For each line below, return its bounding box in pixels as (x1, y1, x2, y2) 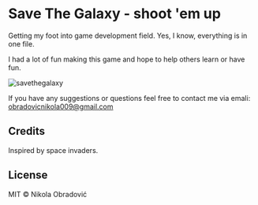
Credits (8, 125, 46, 138)
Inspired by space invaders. (8, 145, 99, 155)
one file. (8, 39, 35, 48)
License (8, 169, 48, 182)
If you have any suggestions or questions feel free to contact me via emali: (8, 93, 251, 102)
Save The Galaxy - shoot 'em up (8, 5, 221, 23)
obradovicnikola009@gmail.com (8, 102, 114, 111)
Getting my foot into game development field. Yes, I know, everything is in (8, 31, 248, 40)
